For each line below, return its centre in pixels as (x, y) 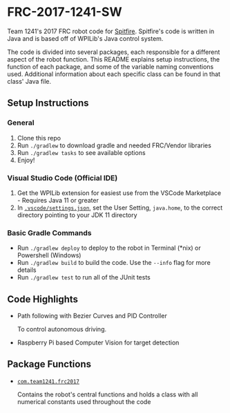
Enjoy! (26, 160)
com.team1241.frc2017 (48, 381)
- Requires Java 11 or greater (58, 200)
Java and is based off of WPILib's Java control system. (85, 38)
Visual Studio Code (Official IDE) (63, 178)
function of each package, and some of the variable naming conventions (111, 66)
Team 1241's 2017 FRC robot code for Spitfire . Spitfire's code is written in (111, 31)
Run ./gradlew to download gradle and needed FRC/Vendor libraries (114, 145)
